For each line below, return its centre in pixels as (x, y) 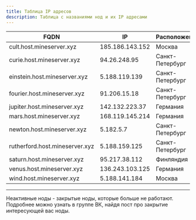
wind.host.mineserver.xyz (44, 178)
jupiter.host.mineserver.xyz (46, 106)
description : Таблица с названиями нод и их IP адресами (77, 17)
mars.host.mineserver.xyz (45, 116)
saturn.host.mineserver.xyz (46, 159)
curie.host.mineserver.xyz (45, 60)
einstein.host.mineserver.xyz (48, 77)
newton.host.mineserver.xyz (48, 129)
